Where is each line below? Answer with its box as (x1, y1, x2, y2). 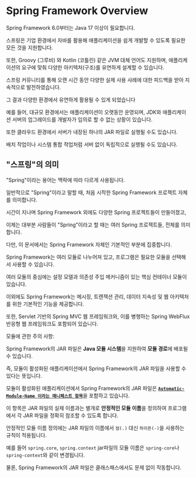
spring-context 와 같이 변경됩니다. (6, 451, 85, 458)
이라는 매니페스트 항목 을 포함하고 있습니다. (37, 392, 130, 399)
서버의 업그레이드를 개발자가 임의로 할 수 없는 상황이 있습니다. (12, 116, 153, 123)
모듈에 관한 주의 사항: (6, 333, 54, 340)
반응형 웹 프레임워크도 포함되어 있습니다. (6, 320, 98, 327)
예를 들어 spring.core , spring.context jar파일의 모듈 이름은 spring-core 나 (6, 444, 180, 451)
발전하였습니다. (26, 83, 61, 90)
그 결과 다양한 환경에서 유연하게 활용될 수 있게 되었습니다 (6, 96, 136, 103)
